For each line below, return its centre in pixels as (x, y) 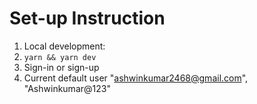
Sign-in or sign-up (61, 67)
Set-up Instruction (87, 18)
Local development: (64, 46)
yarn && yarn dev (60, 57)
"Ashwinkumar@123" (67, 88)
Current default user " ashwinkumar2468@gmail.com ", (136, 78)
